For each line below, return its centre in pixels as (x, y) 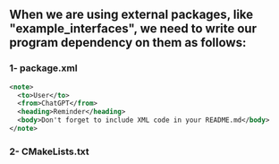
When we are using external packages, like (131, 15)
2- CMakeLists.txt (49, 151)
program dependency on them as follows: (128, 43)
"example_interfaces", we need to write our (133, 29)
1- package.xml (43, 68)
